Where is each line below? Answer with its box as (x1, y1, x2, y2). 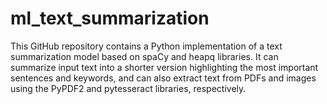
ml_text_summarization (10, 7, 210, 30)
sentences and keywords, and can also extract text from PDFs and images (10, 72, 317, 84)
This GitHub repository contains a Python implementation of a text (10, 40, 283, 52)
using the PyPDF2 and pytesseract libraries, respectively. (10, 82, 247, 94)
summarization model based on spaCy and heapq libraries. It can (10, 50, 279, 62)
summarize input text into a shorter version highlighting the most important (10, 61, 319, 73)
